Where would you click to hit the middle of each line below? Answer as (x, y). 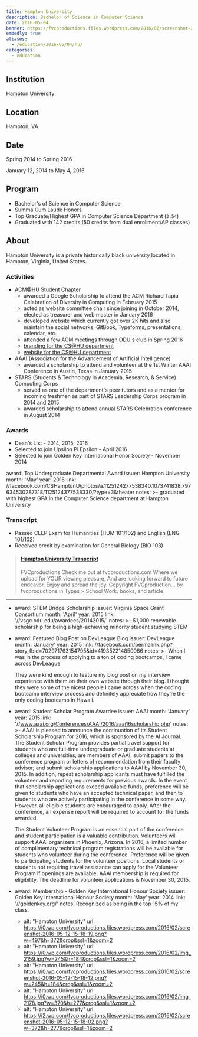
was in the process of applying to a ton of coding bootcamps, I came (98, 657)
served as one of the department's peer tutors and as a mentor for (104, 390)
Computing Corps (36, 383)
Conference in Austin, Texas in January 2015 (78, 371)
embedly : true (24, 34)
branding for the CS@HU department (68, 345)
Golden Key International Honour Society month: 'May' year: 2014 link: (100, 897)
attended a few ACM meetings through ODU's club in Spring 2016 (103, 340)
